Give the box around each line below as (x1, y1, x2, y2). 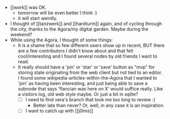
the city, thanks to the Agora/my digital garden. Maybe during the (10, 26, 149, 32)
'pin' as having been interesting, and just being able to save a (17, 80, 148, 86)
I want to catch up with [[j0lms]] (25, 108, 93, 114)
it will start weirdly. (17, 15, 58, 21)
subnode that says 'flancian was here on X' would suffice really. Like (17, 86, 163, 91)
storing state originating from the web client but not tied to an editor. (17, 69, 163, 76)
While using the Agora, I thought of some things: (10, 37, 113, 43)
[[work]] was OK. (10, 5, 47, 10)
